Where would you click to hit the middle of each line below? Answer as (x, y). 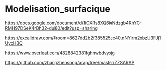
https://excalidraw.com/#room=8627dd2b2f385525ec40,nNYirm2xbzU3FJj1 (83, 38)
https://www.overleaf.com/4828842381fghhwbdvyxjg (60, 53)
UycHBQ (14, 43)
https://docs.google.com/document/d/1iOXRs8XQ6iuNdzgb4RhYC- (74, 23)
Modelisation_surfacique (58, 9)
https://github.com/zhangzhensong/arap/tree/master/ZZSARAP (70, 62)
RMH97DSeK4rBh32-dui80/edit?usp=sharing (51, 28)
